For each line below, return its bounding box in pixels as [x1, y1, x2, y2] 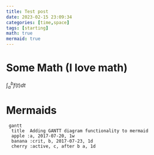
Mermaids [6, 103, 57, 117]
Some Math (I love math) [6, 61, 128, 75]
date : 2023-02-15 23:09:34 [6, 14, 72, 20]
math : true [6, 31, 33, 36]
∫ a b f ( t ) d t [6, 80, 26, 90]
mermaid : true [6, 36, 41, 42]
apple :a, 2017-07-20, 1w [11, 133, 75, 139]
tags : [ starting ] [6, 25, 49, 31]
